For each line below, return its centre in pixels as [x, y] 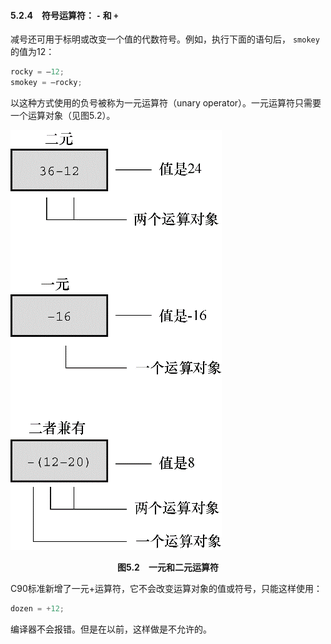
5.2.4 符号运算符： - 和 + [64, 15]
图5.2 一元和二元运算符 [168, 567]
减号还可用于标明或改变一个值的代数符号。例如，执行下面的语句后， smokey [165, 39]
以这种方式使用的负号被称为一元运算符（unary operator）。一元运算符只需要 [166, 102]
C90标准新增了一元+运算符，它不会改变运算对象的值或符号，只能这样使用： [166, 588]
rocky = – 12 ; [37, 72]
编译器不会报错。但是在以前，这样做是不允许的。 [111, 629]
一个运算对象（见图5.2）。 [63, 115]
